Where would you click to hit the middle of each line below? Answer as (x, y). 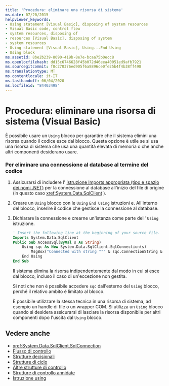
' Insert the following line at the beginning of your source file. (86, 233)
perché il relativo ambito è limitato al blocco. (58, 291)
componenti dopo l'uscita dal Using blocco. (57, 317)
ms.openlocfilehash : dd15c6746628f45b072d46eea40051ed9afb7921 (73, 62)
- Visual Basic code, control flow (43, 29)
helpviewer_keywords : (28, 19)
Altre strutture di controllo (39, 367)
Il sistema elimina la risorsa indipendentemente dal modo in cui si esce (86, 271)
